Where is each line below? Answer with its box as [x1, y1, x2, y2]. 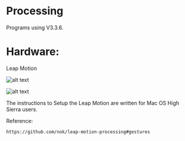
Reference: [6, 117, 33, 124]
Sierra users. [6, 106, 37, 113]
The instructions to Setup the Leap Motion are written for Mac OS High [6, 99, 180, 106]
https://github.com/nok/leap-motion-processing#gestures [6, 128, 150, 135]
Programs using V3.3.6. [6, 24, 64, 31]
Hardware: [6, 45, 59, 59]
